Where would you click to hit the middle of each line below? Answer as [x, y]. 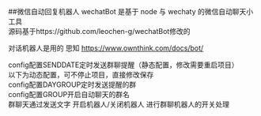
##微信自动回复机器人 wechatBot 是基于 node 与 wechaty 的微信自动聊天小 [131, 11]
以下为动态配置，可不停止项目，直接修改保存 [81, 75]
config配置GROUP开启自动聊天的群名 [69, 94]
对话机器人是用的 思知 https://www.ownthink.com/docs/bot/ [106, 48]
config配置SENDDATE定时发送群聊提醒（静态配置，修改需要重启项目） [123, 65]
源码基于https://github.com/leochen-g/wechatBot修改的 [99, 31]
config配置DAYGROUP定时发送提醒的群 [72, 84]
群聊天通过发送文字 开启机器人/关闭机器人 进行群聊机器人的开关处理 [119, 104]
